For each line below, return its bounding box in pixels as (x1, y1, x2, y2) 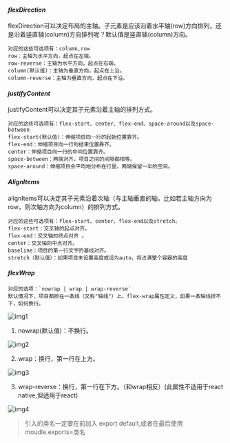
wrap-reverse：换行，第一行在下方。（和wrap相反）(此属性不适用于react (17, 382, 223, 391)
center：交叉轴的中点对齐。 (8, 239, 78, 246)
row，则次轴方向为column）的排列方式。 (8, 202, 125, 210)
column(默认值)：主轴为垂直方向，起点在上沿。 (8, 68, 125, 75)
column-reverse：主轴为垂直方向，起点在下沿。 (8, 75, 128, 82)
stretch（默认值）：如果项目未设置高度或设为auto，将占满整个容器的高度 (8, 254, 188, 262)
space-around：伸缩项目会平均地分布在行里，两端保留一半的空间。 (8, 163, 174, 170)
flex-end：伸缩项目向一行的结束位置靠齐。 (8, 141, 115, 148)
